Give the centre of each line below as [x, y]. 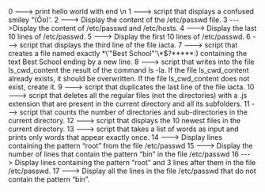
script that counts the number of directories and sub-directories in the [133, 112]
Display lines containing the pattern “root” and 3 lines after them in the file [135, 162]
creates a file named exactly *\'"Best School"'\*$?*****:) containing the [128, 53]
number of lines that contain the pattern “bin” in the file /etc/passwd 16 [124, 154]
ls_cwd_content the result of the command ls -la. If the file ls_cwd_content [129, 70]
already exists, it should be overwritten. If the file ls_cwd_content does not [129, 79]
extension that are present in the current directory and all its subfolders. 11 [129, 104]
